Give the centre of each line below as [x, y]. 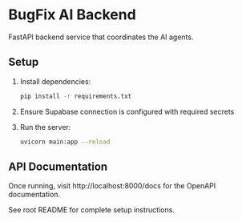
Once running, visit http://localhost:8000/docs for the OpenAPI [112, 186]
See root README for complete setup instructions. [91, 210]
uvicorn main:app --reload [65, 142]
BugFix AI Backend [72, 15]
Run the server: [45, 127]
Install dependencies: [55, 81]
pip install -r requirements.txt [76, 96]
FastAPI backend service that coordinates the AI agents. [101, 37]
